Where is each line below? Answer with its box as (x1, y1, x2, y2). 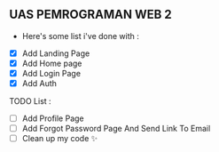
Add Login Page (21, 68, 82, 78)
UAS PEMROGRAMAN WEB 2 (9, 7, 173, 22)
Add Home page (21, 58, 82, 68)
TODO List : (9, 96, 51, 107)
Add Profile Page (21, 113, 84, 124)
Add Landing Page (21, 48, 90, 59)
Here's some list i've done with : (21, 30, 140, 41)
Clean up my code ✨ (21, 133, 98, 144)
